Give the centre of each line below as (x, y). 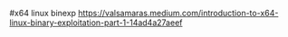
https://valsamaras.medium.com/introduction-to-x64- (178, 13)
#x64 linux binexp (43, 13)
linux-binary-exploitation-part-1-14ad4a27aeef (96, 23)
